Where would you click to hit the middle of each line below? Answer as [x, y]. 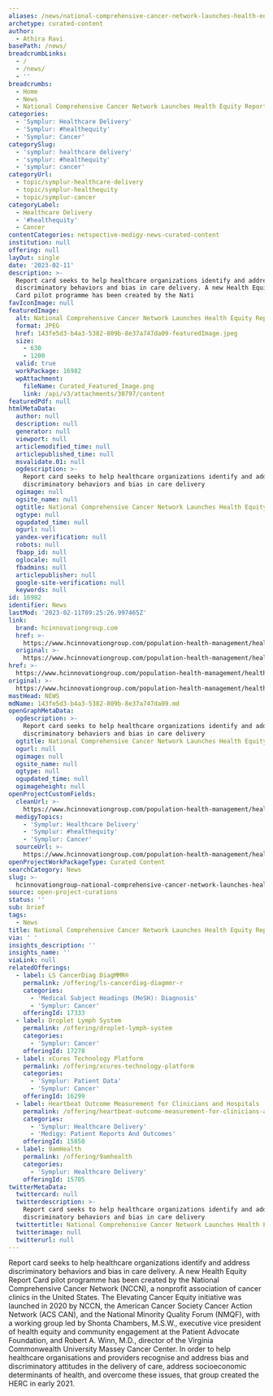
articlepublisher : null [56, 575]
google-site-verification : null [71, 583]
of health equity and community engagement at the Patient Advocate [124, 1332]
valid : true [36, 364]
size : [25, 341]
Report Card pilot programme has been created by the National [114, 1280]
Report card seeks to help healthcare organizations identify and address [129, 1263]
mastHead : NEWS [34, 696]
